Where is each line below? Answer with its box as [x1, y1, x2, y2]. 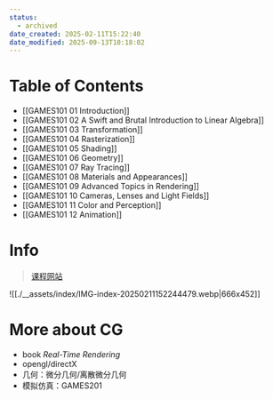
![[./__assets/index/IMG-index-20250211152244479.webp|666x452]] [9, 289, 261, 299]
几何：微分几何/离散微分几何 [21, 370, 127, 380]
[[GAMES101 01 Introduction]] [21, 106, 131, 116]
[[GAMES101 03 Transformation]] [21, 124, 144, 135]
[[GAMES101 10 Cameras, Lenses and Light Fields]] [21, 190, 210, 201]
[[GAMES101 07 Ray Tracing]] [21, 162, 131, 173]
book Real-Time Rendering [21, 349, 121, 360]
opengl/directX [21, 359, 77, 370]
